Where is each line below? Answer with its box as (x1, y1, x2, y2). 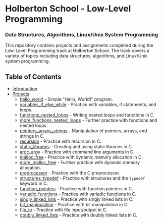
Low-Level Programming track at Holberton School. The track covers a (5, 48, 150, 54)
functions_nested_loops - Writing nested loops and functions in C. (19, 112, 155, 118)
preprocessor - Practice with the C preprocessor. (19, 170, 120, 176)
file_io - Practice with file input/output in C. (19, 207, 108, 213)
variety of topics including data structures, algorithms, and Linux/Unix (5, 53, 148, 59)
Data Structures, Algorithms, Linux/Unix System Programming (5, 31, 159, 38)
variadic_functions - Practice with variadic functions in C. (19, 191, 137, 197)
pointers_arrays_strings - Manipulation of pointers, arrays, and (19, 128, 147, 134)
